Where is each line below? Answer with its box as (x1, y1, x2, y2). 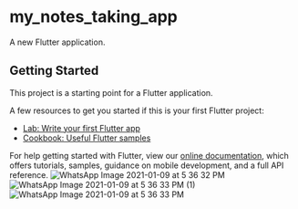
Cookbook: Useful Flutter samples (22, 132, 151, 143)
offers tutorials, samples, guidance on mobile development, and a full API (9, 160, 284, 171)
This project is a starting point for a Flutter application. (9, 87, 213, 98)
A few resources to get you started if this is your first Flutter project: (9, 105, 264, 116)
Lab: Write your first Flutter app (22, 122, 141, 133)
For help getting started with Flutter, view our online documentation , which (9, 150, 290, 161)
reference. (9, 169, 48, 180)
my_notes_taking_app (9, 6, 178, 27)
